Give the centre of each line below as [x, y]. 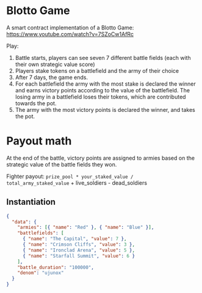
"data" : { [24, 222]
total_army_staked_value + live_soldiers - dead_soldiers [77, 183]
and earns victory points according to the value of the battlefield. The [103, 90]
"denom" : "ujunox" [41, 273]
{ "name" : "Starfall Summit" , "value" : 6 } [79, 256]
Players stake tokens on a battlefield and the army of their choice [97, 70]
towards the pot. [36, 103]
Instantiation [31, 202]
